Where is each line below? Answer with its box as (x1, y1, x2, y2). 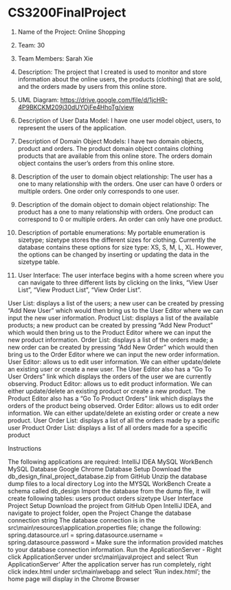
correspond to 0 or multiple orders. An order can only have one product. (17, 215, 223, 223)
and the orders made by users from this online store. (17, 82, 167, 90)
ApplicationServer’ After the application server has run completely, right (8, 560, 212, 568)
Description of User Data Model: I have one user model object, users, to (17, 116, 221, 125)
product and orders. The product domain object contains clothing (17, 144, 203, 152)
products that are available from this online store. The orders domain (17, 152, 212, 160)
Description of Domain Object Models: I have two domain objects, (17, 136, 204, 145)
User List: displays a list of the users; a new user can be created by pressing (8, 298, 224, 307)
